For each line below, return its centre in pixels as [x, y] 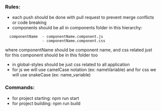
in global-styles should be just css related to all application [71, 65]
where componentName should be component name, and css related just [79, 50]
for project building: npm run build [46, 103]
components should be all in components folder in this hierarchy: [77, 28]
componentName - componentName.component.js [56, 37]
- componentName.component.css [74, 41]
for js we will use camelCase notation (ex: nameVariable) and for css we [84, 70]
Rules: [13, 7]
